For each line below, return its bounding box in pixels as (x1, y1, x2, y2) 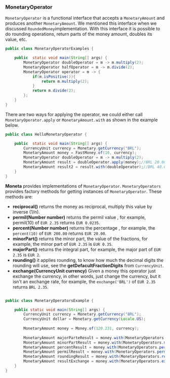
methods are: (5, 193, 33, 200)
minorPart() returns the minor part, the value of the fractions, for (12, 236, 148, 242)
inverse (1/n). (12, 208, 40, 215)
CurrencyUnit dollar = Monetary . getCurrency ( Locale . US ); (23, 316, 146, 321)
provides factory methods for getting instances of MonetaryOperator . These (5, 188, 162, 194)
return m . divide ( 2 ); (32, 88, 76, 93)
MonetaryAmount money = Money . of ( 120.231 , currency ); (23, 326, 139, 331)
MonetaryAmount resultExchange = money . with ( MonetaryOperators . (23, 359, 162, 364)
